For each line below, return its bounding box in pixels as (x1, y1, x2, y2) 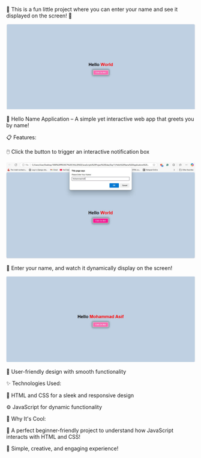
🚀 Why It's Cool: (6, 415, 46, 422)
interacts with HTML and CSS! (6, 433, 81, 440)
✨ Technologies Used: (6, 380, 62, 387)
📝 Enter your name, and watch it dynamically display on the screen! (6, 264, 173, 271)
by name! (6, 121, 29, 129)
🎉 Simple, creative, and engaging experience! (6, 445, 119, 452)
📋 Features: (6, 133, 37, 141)
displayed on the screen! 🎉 (6, 12, 72, 19)
